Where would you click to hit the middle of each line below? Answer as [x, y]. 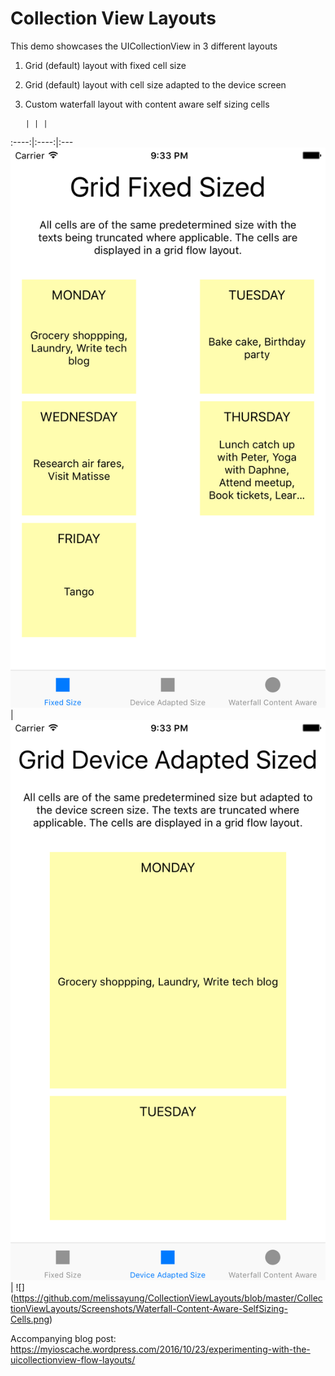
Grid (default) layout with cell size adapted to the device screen [155, 84]
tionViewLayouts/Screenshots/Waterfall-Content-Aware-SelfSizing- [149, 1308]
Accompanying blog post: [63, 1338]
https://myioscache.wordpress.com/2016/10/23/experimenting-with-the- [160, 1349]
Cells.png [30, 1319]
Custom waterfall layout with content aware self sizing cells [147, 104]
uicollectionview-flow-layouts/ [73, 1359]
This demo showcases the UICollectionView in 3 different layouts [144, 46]
